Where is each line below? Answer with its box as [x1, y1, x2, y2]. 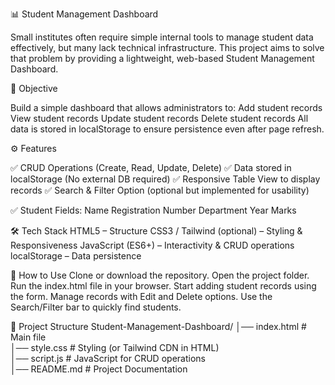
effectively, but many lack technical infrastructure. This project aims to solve [10, 42, 325, 53]
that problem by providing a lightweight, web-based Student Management [10, 53, 315, 64]
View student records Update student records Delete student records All [10, 113, 309, 124]
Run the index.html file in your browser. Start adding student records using [10, 280, 317, 292]
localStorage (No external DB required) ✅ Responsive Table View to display [10, 173, 321, 185]
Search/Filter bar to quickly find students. [10, 301, 182, 313]
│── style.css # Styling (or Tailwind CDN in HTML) [10, 342, 220, 353]
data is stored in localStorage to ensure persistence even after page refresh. [10, 123, 325, 135]
